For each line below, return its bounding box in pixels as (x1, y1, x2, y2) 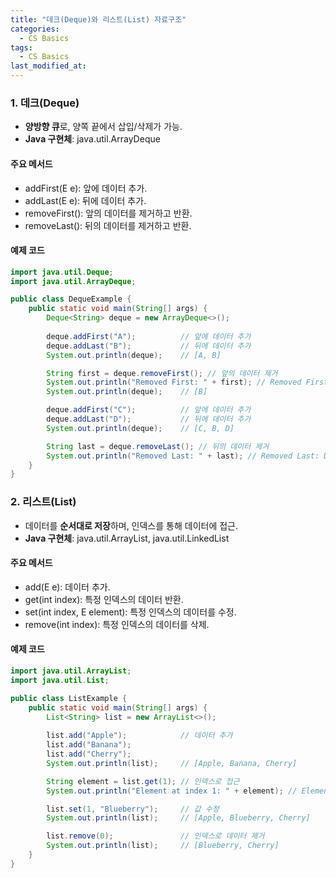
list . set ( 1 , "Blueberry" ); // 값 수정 (46, 804, 220, 814)
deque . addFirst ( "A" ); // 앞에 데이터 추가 (46, 331, 252, 341)
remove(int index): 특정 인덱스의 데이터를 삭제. (24, 618, 210, 630)
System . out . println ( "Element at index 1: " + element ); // (46, 786, 298, 796)
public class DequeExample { (10, 294, 132, 305)
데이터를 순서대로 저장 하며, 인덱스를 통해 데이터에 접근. (24, 519, 239, 531)
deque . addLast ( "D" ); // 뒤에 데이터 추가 (46, 414, 252, 425)
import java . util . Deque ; (10, 267, 114, 277)
